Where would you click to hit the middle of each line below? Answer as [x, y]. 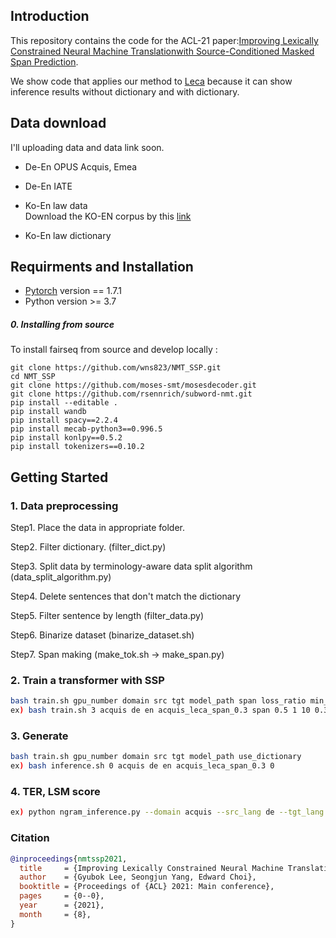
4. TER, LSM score [55, 792]
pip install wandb [48, 412]
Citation [30, 838]
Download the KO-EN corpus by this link [108, 216]
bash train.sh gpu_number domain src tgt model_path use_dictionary [156, 757]
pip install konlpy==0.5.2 [66, 438]
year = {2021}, [62, 905]
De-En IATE [48, 186]
